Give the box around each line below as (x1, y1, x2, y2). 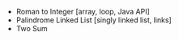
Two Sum (15, 24, 49, 33)
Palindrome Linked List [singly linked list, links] (15, 15, 172, 25)
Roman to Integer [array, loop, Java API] (15, 7, 150, 16)
